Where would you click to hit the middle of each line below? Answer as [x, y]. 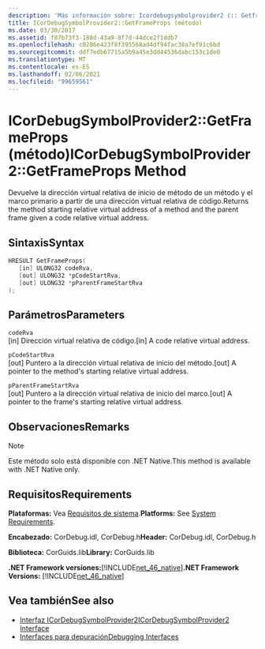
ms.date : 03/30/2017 [42, 30]
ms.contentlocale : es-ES [49, 67]
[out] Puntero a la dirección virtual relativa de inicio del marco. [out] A [120, 394]
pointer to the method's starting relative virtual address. [99, 371]
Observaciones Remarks [69, 427]
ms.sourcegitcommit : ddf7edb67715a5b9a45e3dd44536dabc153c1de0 [114, 52]
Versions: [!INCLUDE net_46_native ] [66, 576]
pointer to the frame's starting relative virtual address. [96, 402]
